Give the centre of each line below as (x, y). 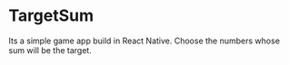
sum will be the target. (50, 50)
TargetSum (51, 16)
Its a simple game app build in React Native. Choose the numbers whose (144, 41)
